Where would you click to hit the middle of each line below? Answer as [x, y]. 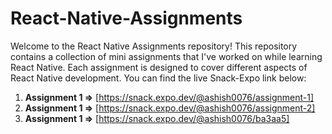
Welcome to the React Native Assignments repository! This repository [154, 46]
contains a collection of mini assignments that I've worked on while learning [166, 56]
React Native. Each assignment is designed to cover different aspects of [159, 67]
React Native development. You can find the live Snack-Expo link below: [158, 78]
